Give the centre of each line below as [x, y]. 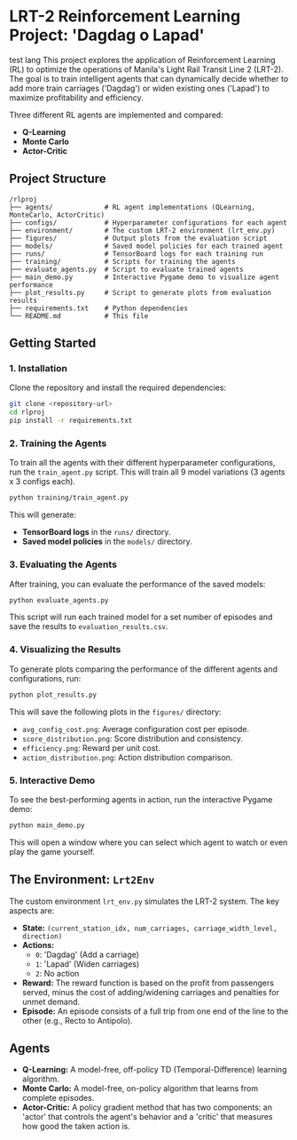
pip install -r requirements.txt [71, 421]
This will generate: [43, 515]
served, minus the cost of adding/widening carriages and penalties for [150, 992]
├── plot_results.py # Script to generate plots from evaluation [141, 292]
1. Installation [39, 369]
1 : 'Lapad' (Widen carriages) [87, 964]
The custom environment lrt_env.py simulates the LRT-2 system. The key [144, 901]
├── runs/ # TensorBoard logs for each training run [137, 254]
